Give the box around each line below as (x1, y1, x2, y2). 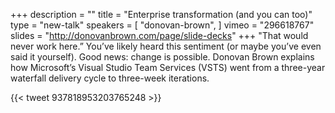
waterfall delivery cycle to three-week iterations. (10, 72, 210, 84)
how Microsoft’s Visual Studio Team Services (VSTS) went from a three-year (10, 62, 326, 73)
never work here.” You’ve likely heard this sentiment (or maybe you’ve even (10, 40, 322, 52)
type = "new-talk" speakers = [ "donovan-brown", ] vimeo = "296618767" (10, 19, 315, 31)
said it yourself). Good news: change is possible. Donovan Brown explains (10, 51, 315, 63)
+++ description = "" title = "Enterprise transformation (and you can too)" (10, 9, 313, 20)
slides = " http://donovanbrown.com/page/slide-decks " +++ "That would (10, 30, 309, 41)
